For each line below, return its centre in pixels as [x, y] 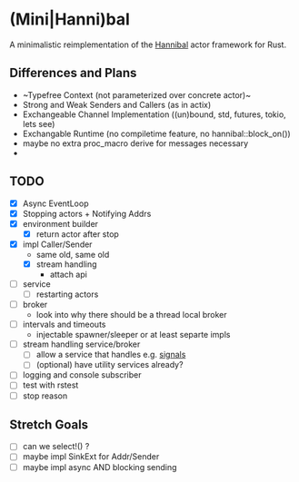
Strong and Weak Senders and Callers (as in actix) [117, 104]
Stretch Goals [49, 424]
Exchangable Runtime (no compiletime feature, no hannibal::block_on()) [156, 133]
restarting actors [67, 294]
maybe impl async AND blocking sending [100, 467]
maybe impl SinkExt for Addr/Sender [91, 457]
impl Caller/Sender [57, 244]
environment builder [60, 223]
